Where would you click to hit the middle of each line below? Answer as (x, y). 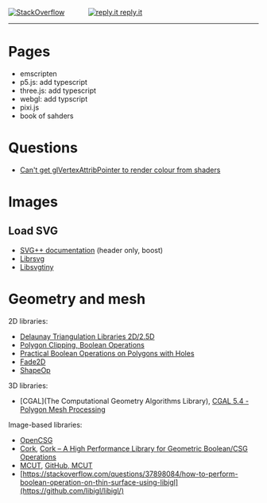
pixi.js (29, 107)
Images (33, 202)
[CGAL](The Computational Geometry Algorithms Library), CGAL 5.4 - (134, 401)
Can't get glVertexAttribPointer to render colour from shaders (120, 170)
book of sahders (46, 116)
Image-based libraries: (45, 424)
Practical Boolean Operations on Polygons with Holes (107, 353)
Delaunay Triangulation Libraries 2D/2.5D (87, 336)
